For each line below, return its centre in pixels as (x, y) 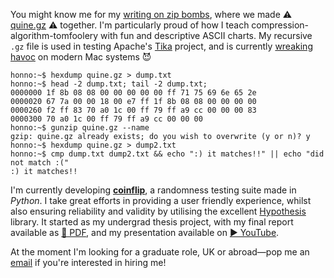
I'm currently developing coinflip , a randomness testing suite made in (153, 190)
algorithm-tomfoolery (54, 35)
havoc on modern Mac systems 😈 (81, 57)
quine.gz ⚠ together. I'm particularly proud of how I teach (130, 25)
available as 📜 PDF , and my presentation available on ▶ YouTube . (145, 232)
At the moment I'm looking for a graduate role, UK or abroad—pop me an (160, 252)
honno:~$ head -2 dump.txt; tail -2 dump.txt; (109, 84)
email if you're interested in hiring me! (88, 262)
